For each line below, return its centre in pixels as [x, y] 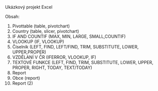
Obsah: [12, 16]
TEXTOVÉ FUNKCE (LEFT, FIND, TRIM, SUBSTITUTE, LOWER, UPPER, [83, 62]
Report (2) [23, 83]
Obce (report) [26, 78]
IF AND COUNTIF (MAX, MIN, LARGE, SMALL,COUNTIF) [69, 36]
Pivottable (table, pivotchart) [41, 26]
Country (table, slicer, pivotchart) [46, 31]
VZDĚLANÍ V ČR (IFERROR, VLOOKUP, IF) [54, 57]
